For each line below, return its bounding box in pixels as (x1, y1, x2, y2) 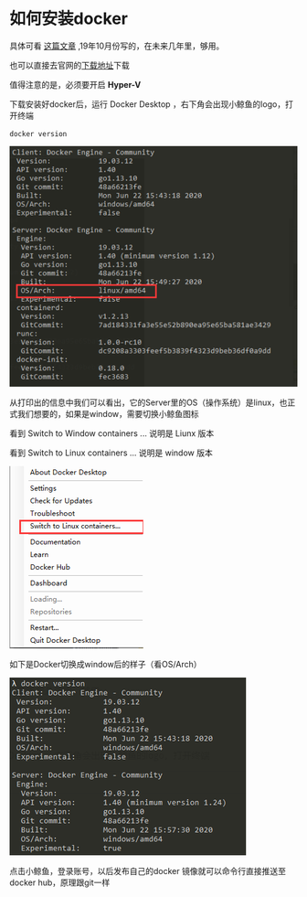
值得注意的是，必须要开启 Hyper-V (9, 79, 142, 90)
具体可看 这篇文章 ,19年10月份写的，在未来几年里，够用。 (9, 40, 225, 51)
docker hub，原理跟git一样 (9, 877, 111, 888)
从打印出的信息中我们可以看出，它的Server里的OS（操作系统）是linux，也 (9, 397, 288, 408)
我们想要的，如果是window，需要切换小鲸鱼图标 (16, 408, 199, 419)
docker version (9, 129, 68, 138)
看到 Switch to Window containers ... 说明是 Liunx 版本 (9, 427, 215, 439)
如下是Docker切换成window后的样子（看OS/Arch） (9, 658, 202, 669)
